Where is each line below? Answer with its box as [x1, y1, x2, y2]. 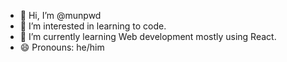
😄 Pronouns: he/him [19, 41, 105, 53]
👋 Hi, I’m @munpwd [19, 10, 102, 21]
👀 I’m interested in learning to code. [19, 20, 167, 32]
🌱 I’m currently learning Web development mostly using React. [19, 31, 277, 42]
